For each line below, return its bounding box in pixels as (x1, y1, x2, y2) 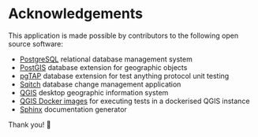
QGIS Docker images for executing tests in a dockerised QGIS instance (19, 96, 250, 106)
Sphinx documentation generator (19, 104, 128, 114)
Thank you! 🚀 (8, 120, 51, 129)
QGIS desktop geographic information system (19, 87, 169, 97)
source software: (8, 39, 64, 48)
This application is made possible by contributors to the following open (8, 31, 239, 40)
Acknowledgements (8, 5, 144, 23)
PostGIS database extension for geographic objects (19, 62, 188, 72)
